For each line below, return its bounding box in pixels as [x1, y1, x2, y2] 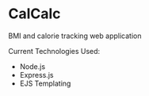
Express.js [19, 70, 54, 79]
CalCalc [8, 5, 61, 23]
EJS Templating [19, 79, 71, 88]
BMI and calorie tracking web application [8, 31, 142, 40]
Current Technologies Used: [8, 46, 101, 56]
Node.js [19, 61, 46, 71]
